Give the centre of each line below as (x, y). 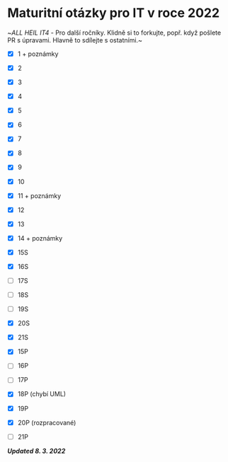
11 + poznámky (39, 195)
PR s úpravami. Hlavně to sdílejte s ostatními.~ (75, 40)
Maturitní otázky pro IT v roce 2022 (114, 13)
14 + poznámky (40, 238)
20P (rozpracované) (47, 422)
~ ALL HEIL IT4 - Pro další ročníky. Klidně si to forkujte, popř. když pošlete (114, 33)
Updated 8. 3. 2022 (36, 451)
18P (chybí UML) (41, 394)
